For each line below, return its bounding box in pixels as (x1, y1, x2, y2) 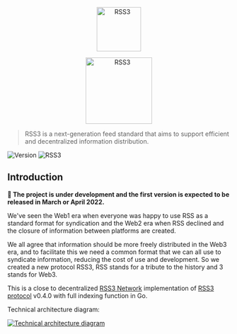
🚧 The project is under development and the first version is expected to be (7, 190, 230, 198)
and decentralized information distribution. (24, 137, 149, 145)
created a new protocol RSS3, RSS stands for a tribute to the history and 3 (7, 263, 224, 271)
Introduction (7, 171, 64, 183)
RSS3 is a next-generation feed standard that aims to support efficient (24, 129, 230, 138)
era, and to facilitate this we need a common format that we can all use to (7, 248, 221, 256)
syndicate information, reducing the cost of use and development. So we (7, 255, 220, 263)
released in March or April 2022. (7, 197, 105, 206)
